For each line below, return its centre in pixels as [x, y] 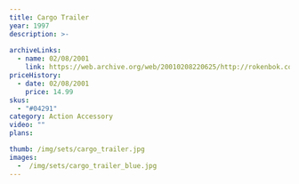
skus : [19, 100]
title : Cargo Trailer [49, 17]
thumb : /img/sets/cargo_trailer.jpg [77, 149]
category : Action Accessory [61, 116]
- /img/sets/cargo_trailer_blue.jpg [87, 165]
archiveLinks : [36, 51]
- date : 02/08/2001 [53, 84]
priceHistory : [36, 76]
